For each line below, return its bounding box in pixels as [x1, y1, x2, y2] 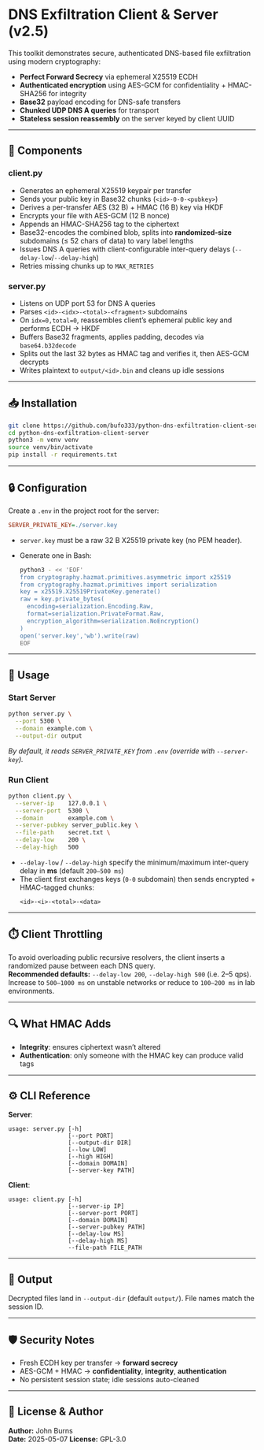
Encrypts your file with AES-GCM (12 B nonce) [19, 210, 170, 220]
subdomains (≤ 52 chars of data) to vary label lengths [19, 236, 194, 245]
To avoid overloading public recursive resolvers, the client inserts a [8, 952, 225, 962]
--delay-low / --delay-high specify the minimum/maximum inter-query [19, 857, 249, 867]
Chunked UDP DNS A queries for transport [19, 105, 159, 115]
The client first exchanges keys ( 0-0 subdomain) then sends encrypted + [19, 874, 256, 883]
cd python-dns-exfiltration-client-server [8, 429, 149, 437]
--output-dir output [15, 731, 82, 740]
